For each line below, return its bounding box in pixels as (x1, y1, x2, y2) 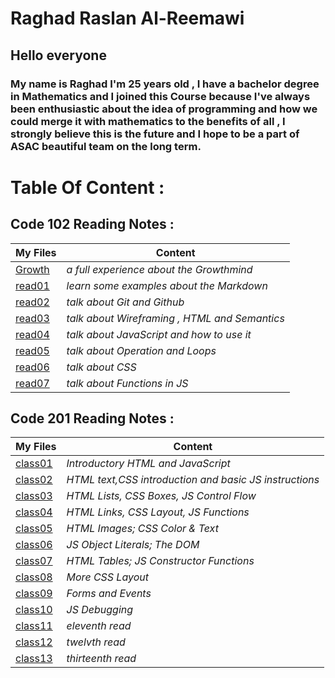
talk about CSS (66, 360, 137, 374)
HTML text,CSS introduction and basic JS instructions (66, 473, 320, 487)
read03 (15, 311, 50, 325)
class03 (15, 489, 53, 503)
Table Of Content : (10, 176, 165, 199)
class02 (15, 473, 53, 487)
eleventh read (66, 619, 132, 633)
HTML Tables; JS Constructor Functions (66, 554, 255, 568)
